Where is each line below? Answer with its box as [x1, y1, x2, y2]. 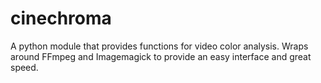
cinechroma [10, 7, 112, 30]
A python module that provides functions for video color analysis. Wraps [10, 40, 309, 52]
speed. [10, 61, 39, 73]
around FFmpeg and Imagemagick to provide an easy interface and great [10, 50, 312, 62]
